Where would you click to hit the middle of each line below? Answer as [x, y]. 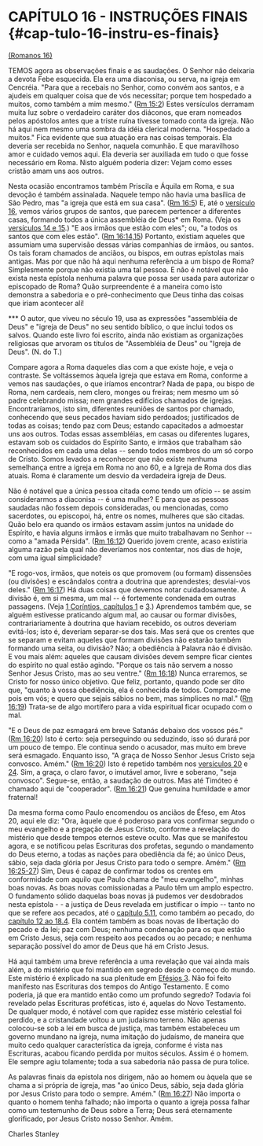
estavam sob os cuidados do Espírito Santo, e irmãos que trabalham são [125, 442]
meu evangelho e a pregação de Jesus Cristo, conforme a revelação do [124, 829]
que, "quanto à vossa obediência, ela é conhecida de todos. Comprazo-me [130, 690]
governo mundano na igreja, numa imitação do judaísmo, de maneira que [126, 1036]
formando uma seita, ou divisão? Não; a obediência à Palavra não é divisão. [130, 648]
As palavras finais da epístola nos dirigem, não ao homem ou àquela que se [130, 1077]
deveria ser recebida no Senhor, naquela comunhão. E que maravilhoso [124, 146]
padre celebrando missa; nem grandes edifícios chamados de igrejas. [121, 400]
